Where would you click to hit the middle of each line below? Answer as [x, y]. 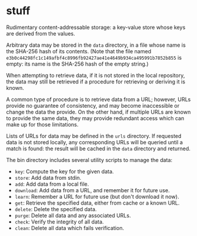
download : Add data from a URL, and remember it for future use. [92, 190]
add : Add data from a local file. [52, 184]
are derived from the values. [41, 33]
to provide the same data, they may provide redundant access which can [95, 118]
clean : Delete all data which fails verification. [69, 228]
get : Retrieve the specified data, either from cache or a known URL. [97, 203]
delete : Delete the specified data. [55, 209]
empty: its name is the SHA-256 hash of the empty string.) [77, 64]
